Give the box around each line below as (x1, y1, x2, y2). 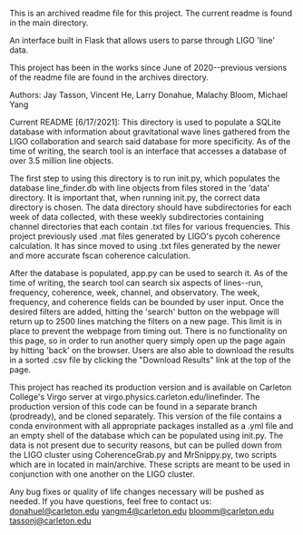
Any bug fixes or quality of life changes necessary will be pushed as (9, 486, 265, 497)
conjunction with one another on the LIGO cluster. (9, 469, 195, 480)
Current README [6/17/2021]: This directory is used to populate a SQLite (9, 117, 281, 127)
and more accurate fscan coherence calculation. (9, 250, 191, 261)
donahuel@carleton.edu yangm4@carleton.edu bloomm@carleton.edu (9, 506, 275, 516)
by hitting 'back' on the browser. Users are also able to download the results (9, 345, 295, 355)
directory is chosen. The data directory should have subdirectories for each (9, 202, 292, 213)
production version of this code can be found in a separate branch (9, 401, 258, 411)
